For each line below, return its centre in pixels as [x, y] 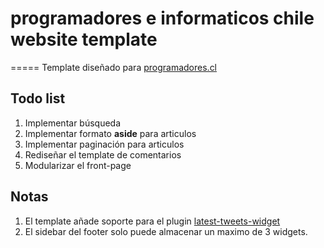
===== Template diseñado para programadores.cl [114, 67]
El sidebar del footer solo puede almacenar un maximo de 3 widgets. [166, 231]
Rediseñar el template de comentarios [103, 154]
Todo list [38, 98]
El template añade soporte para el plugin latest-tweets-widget [152, 221]
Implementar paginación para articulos [104, 144]
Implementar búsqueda [73, 123]
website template [84, 39]
